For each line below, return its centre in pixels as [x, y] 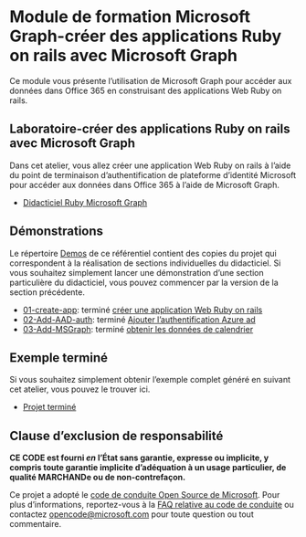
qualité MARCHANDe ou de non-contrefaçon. [97, 478]
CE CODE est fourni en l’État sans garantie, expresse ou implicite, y [139, 458]
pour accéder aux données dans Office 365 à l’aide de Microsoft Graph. [145, 184]
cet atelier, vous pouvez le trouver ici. [80, 389]
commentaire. [36, 524]
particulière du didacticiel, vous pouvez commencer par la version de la [144, 282]
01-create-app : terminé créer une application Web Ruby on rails [142, 310]
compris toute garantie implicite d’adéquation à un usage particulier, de [148, 468]
